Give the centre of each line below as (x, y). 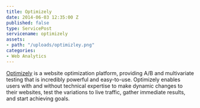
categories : (21, 51)
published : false (28, 23)
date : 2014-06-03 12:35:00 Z (42, 17)
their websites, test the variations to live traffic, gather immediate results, (96, 92)
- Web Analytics (26, 56)
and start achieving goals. (38, 98)
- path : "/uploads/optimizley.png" (50, 45)
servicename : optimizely (37, 34)
